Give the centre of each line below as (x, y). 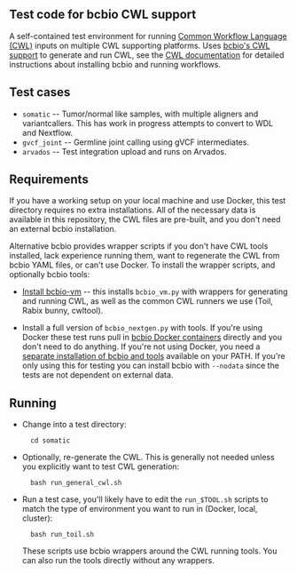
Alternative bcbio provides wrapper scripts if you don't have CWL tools (139, 246)
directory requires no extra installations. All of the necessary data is (133, 210)
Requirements (49, 180)
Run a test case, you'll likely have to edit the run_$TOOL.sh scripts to (145, 499)
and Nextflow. (47, 132)
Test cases (40, 92)
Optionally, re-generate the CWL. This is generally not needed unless (148, 458)
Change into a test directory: (74, 425)
